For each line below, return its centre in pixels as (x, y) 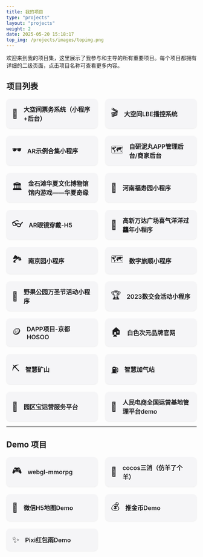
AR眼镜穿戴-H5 (50, 226)
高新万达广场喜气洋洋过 (156, 221)
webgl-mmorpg (50, 472)
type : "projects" (28, 18)
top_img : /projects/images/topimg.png (55, 40)
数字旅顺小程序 (150, 261)
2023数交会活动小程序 (159, 297)
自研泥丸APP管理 (153, 147)
